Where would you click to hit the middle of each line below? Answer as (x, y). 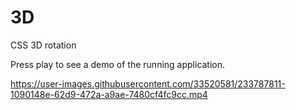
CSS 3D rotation (43, 45)
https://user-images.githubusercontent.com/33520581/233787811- (148, 83)
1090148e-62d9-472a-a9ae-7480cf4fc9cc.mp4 (109, 94)
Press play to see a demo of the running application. (118, 64)
